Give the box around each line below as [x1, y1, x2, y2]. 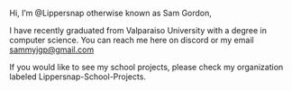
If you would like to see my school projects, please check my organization [9, 62, 284, 72]
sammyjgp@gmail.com [9, 44, 95, 55]
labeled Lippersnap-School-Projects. [9, 71, 147, 82]
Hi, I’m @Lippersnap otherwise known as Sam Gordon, [9, 8, 212, 18]
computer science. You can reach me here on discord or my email [9, 35, 254, 45]
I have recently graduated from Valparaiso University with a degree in [9, 25, 268, 35]
